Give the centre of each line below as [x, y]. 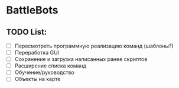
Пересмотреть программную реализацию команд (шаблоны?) [94, 46]
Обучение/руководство [45, 72]
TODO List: [27, 32]
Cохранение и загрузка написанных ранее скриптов [81, 59]
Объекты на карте [38, 79]
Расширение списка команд [51, 66]
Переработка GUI [37, 53]
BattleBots [32, 10]
